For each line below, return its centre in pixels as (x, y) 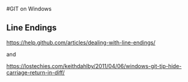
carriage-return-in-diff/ (36, 72)
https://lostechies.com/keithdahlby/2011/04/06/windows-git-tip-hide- (94, 66)
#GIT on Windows (29, 9)
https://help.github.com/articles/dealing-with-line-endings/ (81, 43)
